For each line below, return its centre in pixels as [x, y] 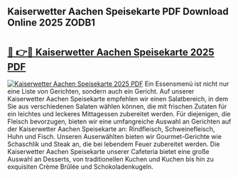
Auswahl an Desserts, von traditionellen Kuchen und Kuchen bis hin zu [111, 159]
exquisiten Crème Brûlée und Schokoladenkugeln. [81, 167]
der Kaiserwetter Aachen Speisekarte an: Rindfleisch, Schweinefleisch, [111, 129]
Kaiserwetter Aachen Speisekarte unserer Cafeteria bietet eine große [108, 151]
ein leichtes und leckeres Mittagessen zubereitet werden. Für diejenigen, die [119, 114]
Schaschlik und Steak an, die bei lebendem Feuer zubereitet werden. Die [114, 144]
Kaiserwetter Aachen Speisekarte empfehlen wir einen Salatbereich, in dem [118, 99]
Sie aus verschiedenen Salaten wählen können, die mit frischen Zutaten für [117, 106]
